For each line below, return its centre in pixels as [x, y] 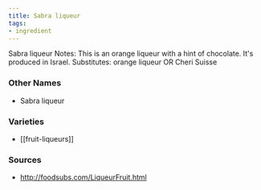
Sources [25, 159]
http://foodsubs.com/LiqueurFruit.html [83, 177]
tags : [17, 23]
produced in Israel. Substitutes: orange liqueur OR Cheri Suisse [113, 62]
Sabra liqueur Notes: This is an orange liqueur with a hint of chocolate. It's [131, 54]
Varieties [26, 122]
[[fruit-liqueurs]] [47, 138]
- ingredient [30, 31]
